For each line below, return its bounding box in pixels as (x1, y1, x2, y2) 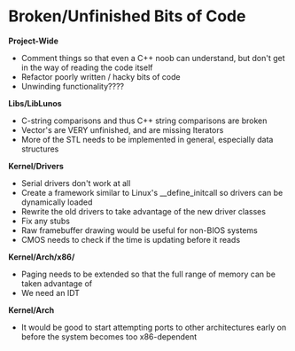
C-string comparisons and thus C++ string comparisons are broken (20, 115, 268, 126)
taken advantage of (20, 277, 93, 289)
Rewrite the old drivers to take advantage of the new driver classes (20, 206, 267, 216)
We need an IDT (20, 287, 81, 298)
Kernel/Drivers (8, 160, 64, 171)
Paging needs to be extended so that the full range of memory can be (20, 269, 276, 279)
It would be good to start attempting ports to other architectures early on (20, 322, 287, 332)
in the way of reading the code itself (20, 62, 153, 73)
